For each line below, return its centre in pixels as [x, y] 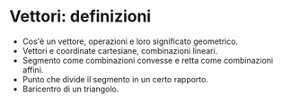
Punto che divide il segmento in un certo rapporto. [115, 79]
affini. [33, 70]
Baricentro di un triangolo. [70, 89]
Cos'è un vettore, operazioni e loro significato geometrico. [130, 41]
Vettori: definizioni [80, 17]
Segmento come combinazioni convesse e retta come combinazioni [148, 60]
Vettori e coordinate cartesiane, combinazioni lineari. [120, 50]
